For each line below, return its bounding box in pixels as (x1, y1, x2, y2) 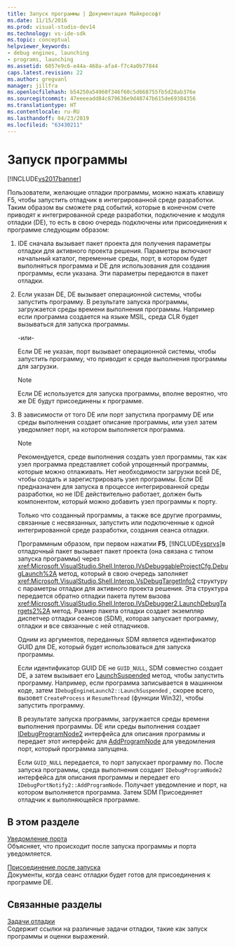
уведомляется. (7, 849, 53, 858)
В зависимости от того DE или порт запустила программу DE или (17, 410, 214, 419)
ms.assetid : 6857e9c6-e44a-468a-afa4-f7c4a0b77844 (7, 63, 159, 70)
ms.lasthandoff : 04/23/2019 (7, 115, 90, 122)
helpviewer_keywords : (7, 43, 71, 50)
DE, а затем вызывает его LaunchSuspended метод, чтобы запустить (17, 672, 224, 680)
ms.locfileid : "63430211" (7, 121, 83, 129)
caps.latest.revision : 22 (7, 69, 83, 76)
